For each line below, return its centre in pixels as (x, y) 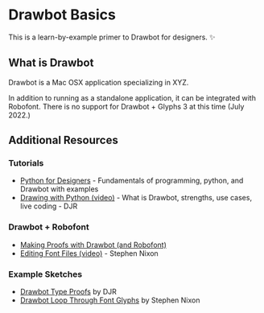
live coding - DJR (49, 206)
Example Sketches (45, 274)
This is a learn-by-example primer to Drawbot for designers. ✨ (112, 37)
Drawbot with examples (59, 189)
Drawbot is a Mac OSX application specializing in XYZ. (99, 82)
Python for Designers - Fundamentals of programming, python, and (132, 181)
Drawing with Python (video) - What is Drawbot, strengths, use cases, (136, 198)
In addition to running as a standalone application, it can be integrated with (132, 97)
